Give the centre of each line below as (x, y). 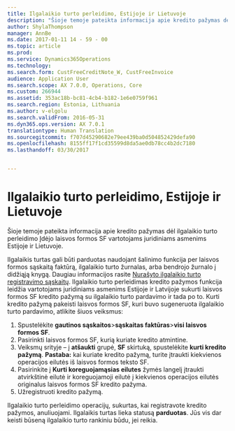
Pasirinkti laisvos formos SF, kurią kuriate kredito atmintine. (102, 339)
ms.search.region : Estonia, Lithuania (64, 105)
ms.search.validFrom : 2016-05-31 (56, 117)
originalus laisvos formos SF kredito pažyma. (82, 384)
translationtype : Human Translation (60, 131)
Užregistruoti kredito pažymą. (60, 391)
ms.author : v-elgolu (37, 111)
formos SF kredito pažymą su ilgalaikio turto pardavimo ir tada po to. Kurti (114, 296)
